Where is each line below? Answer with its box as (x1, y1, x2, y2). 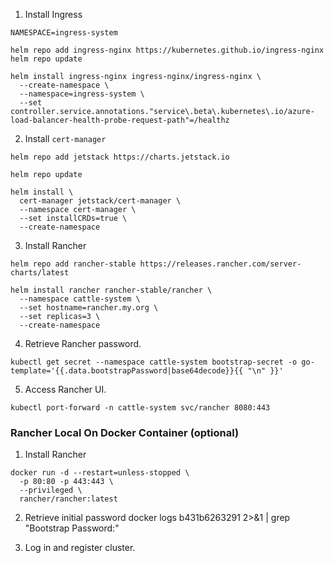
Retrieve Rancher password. (24, 338, 142, 349)
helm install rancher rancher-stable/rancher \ (10, 285, 213, 295)
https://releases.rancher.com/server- (139, 259, 302, 269)
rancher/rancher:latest (19, 494, 118, 504)
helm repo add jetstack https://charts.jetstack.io (10, 152, 230, 162)
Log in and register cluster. (24, 542, 136, 554)
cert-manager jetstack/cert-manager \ (19, 196, 182, 206)
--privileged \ (19, 485, 83, 496)
